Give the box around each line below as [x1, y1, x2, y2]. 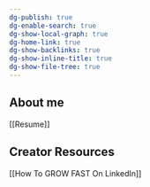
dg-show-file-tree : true [9, 63, 101, 72]
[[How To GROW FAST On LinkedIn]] [9, 168, 142, 178]
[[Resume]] [9, 119, 50, 129]
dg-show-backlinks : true [9, 46, 101, 55]
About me [9, 95, 64, 111]
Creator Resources [9, 144, 115, 160]
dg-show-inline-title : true [9, 54, 113, 63]
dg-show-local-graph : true [9, 29, 109, 38]
